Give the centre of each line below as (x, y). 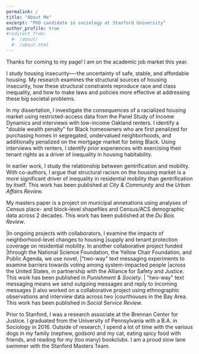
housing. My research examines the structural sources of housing (87, 79)
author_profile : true (33, 28)
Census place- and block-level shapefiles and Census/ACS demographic (95, 209)
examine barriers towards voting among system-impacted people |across (96, 265)
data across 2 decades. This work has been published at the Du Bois (90, 215)
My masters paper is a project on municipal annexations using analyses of (97, 202)
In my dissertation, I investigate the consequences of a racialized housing (96, 110)
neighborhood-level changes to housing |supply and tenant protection (92, 239)
